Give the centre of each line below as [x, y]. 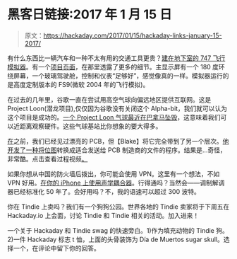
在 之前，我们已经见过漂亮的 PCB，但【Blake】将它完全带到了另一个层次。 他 [118, 141]
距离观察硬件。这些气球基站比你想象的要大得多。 [91, 126]
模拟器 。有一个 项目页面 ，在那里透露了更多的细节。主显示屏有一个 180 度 [113, 67]
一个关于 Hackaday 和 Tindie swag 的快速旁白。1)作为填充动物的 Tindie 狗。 [118, 230]
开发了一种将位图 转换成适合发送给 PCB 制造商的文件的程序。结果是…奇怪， [117, 150]
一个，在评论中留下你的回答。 [56, 248]
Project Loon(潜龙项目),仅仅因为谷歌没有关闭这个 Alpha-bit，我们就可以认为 [117, 108]
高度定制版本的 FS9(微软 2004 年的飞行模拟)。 [81, 84]
